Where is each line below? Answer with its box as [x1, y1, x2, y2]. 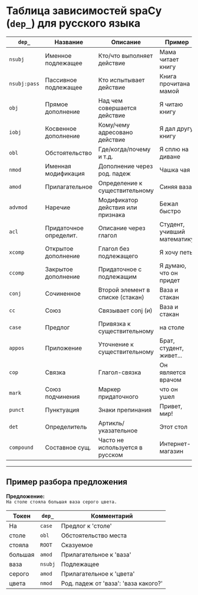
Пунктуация [45, 405, 80, 414]
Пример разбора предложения [6, 477, 128, 487]
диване [159, 152, 181, 160]
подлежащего [98, 252, 138, 260]
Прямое [45, 100, 68, 108]
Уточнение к [98, 340, 134, 348]
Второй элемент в [98, 286, 150, 294]
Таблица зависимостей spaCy [6, 4, 162, 18]
